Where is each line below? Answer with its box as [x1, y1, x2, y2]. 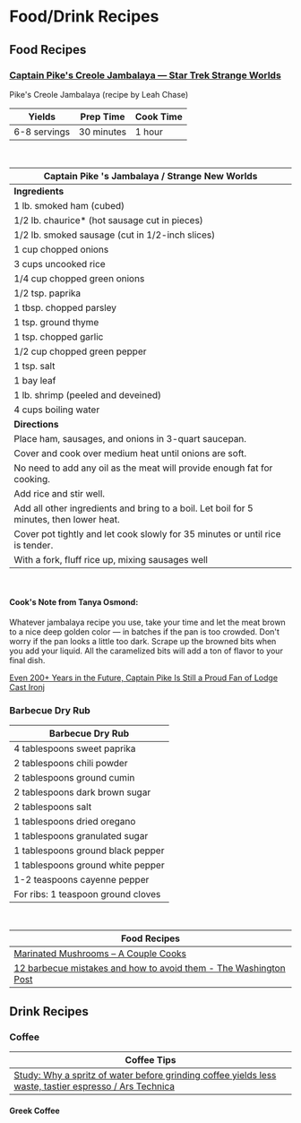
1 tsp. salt [13, 359, 56, 372]
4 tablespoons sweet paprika [13, 742, 136, 755]
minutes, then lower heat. [13, 513, 121, 525]
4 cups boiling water [13, 403, 100, 416]
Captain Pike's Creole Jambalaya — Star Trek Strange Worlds [9, 69, 282, 82]
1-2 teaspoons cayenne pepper [13, 874, 150, 886]
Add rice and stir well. [13, 487, 106, 499]
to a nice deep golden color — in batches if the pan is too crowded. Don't [9, 626, 280, 637]
